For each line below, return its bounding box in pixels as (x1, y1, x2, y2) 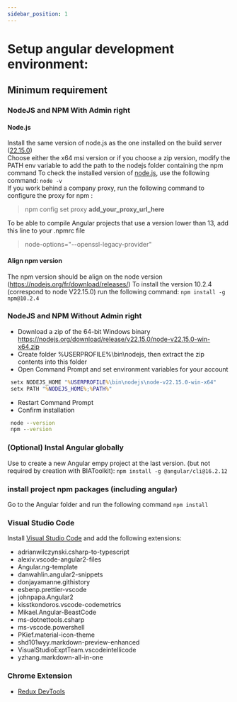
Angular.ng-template (17, 563, 78, 572)
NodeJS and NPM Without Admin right (7, 311, 142, 321)
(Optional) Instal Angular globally (7, 442, 124, 452)
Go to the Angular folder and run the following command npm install (7, 500, 209, 508)
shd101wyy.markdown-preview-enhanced (17, 638, 140, 647)
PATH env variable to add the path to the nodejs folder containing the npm (7, 161, 224, 170)
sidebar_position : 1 (7, 10, 69, 18)
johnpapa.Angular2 (17, 593, 74, 601)
